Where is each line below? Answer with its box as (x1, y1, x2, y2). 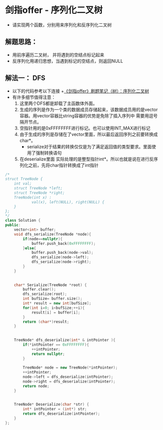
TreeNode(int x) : (14, 195, 52, 200)
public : (5, 223, 21, 228)
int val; (14, 181, 32, 186)
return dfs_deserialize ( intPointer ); (23, 411, 100, 416)
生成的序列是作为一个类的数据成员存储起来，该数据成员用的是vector (19, 106, 158, 112)
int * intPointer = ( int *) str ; (23, 407, 87, 412)
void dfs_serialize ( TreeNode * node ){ (14, 232, 92, 237)
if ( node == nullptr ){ (23, 236, 63, 241)
